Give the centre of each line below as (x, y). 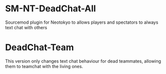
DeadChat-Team (40, 48)
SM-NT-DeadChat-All (51, 9)
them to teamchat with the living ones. (44, 66)
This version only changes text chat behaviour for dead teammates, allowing (83, 61)
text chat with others (26, 27)
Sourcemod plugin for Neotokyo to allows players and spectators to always (82, 22)
